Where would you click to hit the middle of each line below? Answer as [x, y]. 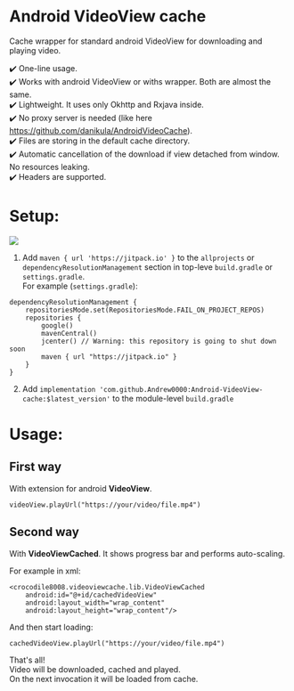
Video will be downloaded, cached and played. [95, 669]
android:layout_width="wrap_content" [95, 603]
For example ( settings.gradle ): [80, 286]
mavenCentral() [69, 333]
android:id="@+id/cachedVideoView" [91, 595]
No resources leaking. [50, 167]
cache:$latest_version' [66, 399]
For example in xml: [45, 571]
